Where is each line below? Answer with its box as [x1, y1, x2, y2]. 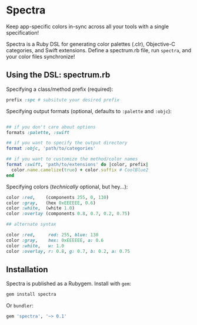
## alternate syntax [6, 221, 57, 228]
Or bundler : [6, 302, 34, 309]
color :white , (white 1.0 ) [6, 205, 75, 211]
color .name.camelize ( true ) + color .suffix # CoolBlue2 [11, 167, 149, 173]
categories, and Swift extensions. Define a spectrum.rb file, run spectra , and [6, 46, 192, 53]
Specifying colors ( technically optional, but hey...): [6, 183, 128, 190]
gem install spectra [6, 292, 57, 297]
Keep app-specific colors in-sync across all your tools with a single [6, 23, 169, 30]
